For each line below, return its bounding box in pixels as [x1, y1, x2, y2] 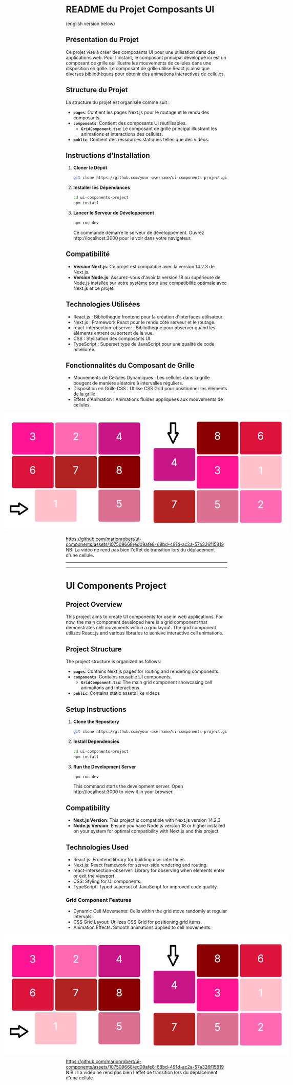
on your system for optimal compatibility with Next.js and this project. [73, 828, 220, 834]
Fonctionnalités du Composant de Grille [66, 361, 195, 370]
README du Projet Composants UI [66, 4, 215, 15]
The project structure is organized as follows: [66, 658, 161, 665]
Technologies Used [66, 843, 129, 852]
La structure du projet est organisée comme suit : [66, 99, 170, 105]
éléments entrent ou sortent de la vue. [73, 330, 154, 336]
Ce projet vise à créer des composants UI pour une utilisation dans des [66, 49, 216, 55]
